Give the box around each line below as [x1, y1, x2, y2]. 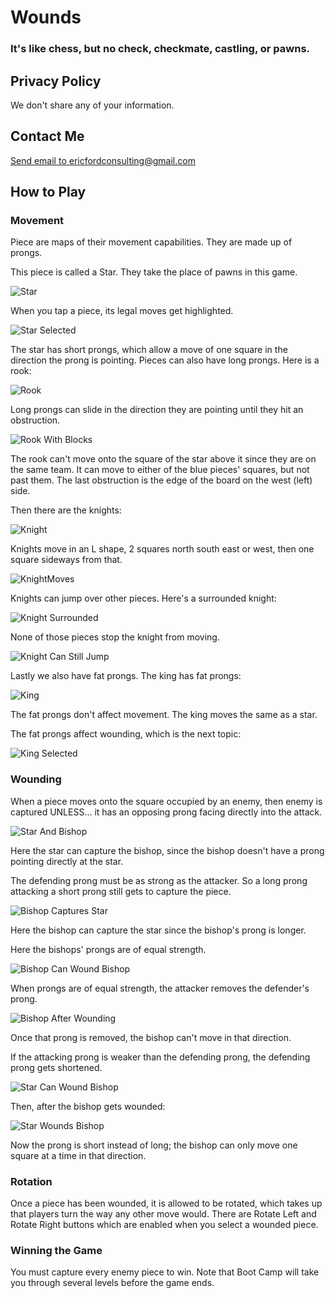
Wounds [10, 6, 82, 29]
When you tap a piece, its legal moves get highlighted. [10, 305, 234, 317]
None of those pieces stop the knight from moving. [10, 631, 220, 643]
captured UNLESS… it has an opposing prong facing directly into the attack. [10, 806, 323, 818]
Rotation [10, 1174, 53, 1188]
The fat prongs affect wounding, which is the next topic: [10, 728, 242, 740]
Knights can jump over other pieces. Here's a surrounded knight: [10, 592, 277, 605]
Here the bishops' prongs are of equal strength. [10, 943, 207, 955]
